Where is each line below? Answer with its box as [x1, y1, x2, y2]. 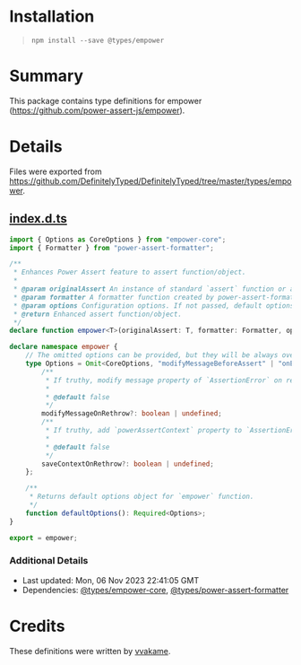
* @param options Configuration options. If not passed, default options [13, 301, 295, 311]
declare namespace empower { [9, 343, 118, 352]
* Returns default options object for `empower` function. [29, 492, 254, 502]
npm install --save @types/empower [30, 36, 165, 45]
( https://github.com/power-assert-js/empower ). [9, 105, 185, 116]
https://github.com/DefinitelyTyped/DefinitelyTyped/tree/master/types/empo [9, 175, 292, 186]
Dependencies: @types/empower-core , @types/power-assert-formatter [21, 584, 289, 595]
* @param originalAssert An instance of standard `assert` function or [13, 284, 287, 293]
